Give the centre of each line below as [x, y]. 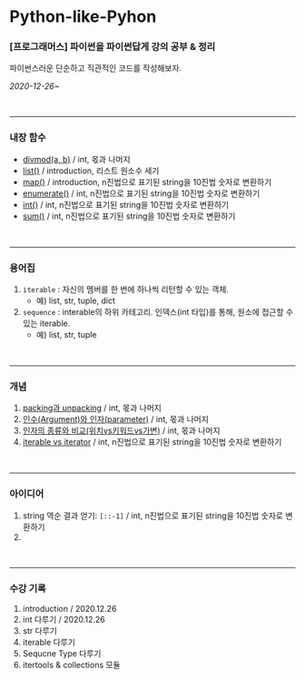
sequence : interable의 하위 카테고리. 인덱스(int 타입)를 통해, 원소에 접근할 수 [157, 312]
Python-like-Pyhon [83, 17]
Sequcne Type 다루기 [62, 653]
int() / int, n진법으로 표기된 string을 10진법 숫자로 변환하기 [126, 204]
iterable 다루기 [49, 642]
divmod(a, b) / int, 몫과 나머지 [76, 159]
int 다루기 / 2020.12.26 [64, 619]
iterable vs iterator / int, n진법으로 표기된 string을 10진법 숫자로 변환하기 [152, 442]
